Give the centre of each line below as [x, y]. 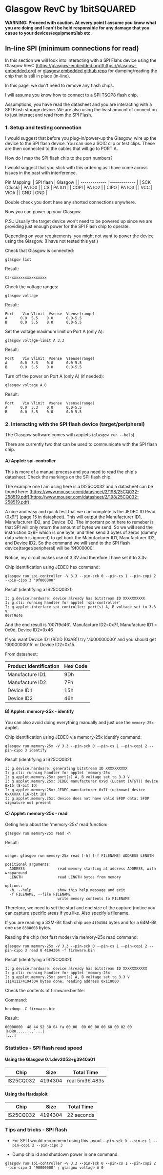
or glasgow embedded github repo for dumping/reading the [97, 71]
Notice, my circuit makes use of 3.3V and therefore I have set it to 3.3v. [76, 557]
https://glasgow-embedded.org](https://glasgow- [87, 65]
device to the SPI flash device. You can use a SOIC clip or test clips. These [80, 144]
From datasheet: [21, 654]
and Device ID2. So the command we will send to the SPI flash [68, 543]
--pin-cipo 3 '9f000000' [30, 580]
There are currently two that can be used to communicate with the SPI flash [81, 444]
